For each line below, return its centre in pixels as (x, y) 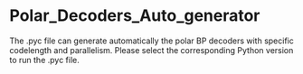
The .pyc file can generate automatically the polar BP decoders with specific (151, 41)
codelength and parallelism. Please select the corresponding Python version (151, 50)
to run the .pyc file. (44, 60)
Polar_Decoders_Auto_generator (135, 16)
